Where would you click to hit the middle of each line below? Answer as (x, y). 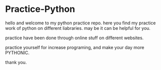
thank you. (16, 62)
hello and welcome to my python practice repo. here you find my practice (80, 23)
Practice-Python (40, 9)
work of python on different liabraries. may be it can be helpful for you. (78, 28)
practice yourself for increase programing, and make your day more (75, 47)
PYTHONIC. (17, 53)
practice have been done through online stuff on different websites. (74, 38)
